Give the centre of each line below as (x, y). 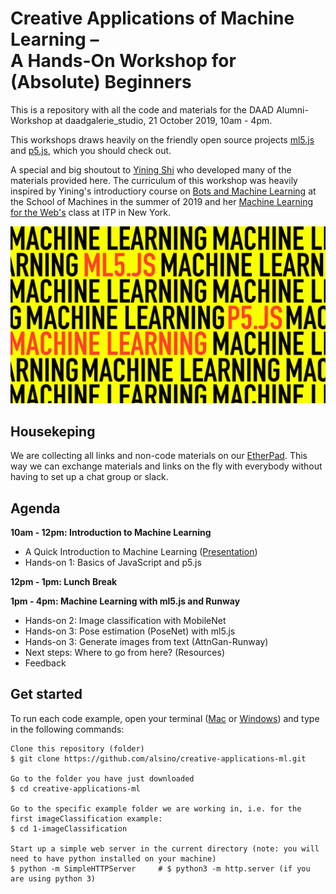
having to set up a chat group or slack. (89, 477)
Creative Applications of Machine (152, 18)
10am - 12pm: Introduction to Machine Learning (111, 533)
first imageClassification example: (86, 818)
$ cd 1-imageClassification (69, 828)
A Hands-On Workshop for (123, 61)
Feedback (45, 663)
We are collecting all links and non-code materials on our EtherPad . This (159, 456)
